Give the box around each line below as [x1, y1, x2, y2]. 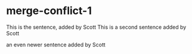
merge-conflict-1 [6, 4, 92, 18]
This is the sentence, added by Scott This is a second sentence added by [6, 23, 187, 31]
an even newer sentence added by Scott [6, 41, 106, 48]
